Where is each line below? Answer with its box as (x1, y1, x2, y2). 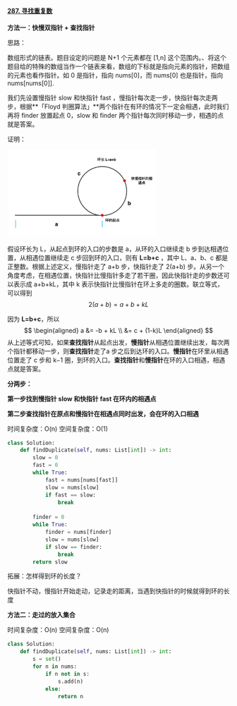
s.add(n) (57, 678, 83, 685)
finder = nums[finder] (44, 529, 112, 536)
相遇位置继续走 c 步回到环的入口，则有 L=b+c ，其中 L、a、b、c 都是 (25, 253, 228, 262)
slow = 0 (32, 454, 59, 461)
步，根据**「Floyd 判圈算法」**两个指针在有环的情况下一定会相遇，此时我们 (7, 102, 229, 111)
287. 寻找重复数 (7, 6, 53, 15)
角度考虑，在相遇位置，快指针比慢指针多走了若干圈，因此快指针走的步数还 (7, 271, 224, 279)
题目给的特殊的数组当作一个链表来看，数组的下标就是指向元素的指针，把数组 (7, 62, 230, 71)
